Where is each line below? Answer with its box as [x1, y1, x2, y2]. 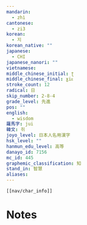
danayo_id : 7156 [6, 149, 47, 155]
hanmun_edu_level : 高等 [6, 143, 65, 150]
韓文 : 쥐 [6, 127, 25, 133]
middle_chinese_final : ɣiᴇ [6, 76, 74, 82]
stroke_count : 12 [6, 82, 50, 88]
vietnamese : [6, 65, 36, 71]
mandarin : [6, 8, 31, 15]
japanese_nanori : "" [6, 59, 59, 65]
